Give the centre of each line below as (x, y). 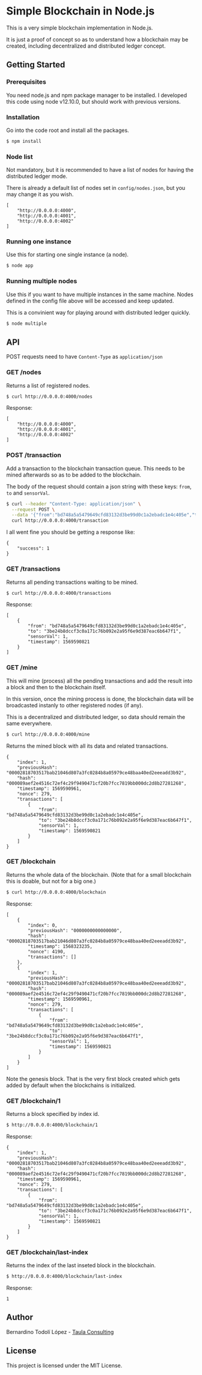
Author (20, 1317)
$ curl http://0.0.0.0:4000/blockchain (56, 892)
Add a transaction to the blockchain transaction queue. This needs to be (96, 468)
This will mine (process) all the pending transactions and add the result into (99, 681)
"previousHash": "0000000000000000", (75, 930)
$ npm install (24, 141)
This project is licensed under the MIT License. (64, 1365)
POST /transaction (34, 455)
